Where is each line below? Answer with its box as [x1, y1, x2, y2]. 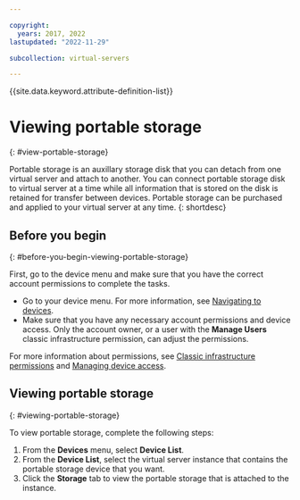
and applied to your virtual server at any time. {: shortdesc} [9, 202, 227, 212]
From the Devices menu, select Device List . [21, 444, 185, 455]
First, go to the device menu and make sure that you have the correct [9, 269, 263, 279]
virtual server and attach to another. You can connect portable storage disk [9, 173, 286, 184]
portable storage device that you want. [21, 463, 165, 474]
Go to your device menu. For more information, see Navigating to [21, 296, 262, 306]
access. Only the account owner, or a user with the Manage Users [21, 324, 268, 335]
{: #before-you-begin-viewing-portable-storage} [9, 252, 189, 262]
